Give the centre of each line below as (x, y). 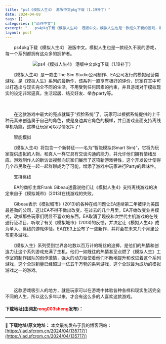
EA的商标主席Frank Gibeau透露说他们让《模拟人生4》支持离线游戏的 (83, 187)
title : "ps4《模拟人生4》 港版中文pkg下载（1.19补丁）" (58, 10)
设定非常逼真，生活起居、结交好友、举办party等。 (64, 93)
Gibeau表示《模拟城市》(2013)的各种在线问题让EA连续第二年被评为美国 (86, 204)
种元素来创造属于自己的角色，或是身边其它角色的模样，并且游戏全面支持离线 (83, 120)
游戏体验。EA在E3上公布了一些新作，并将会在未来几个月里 (95, 229)
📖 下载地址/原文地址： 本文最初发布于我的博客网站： (59, 325)
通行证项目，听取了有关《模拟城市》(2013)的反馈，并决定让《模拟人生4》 (80, 222)
